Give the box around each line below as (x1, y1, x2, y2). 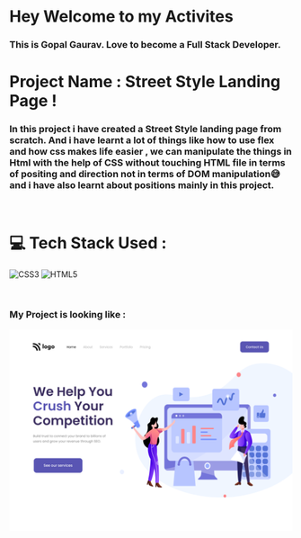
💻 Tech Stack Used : (9, 232, 167, 253)
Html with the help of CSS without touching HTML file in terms (9, 157, 286, 169)
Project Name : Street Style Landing (9, 72, 281, 92)
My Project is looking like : (9, 309, 127, 321)
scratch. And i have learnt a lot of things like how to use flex (9, 134, 275, 147)
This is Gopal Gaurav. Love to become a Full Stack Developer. (9, 39, 281, 51)
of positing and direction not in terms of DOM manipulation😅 (9, 168, 280, 181)
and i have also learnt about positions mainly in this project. (9, 179, 275, 192)
